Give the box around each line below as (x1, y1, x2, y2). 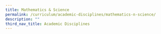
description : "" (5, 16, 40, 21)
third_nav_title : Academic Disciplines (5, 21, 90, 26)
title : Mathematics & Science (5, 7, 70, 12)
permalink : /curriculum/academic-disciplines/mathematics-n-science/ (5, 12, 156, 17)
